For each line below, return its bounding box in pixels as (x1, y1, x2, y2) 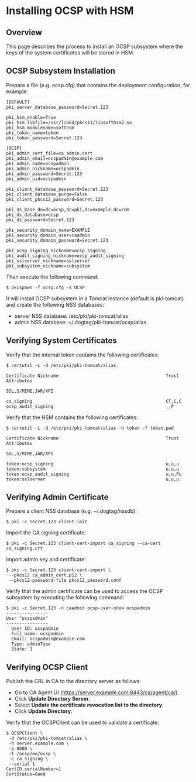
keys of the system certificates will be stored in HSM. (6, 49, 135, 56)
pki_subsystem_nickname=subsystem (6, 263, 91, 269)
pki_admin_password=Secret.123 (6, 171, 82, 177)
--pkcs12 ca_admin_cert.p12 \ (8, 572, 82, 578)
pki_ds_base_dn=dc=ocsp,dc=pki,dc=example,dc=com (6, 207, 130, 212)
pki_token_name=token (6, 130, 59, 136)
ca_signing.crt (6, 546, 43, 551)
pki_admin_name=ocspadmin (6, 160, 69, 166)
